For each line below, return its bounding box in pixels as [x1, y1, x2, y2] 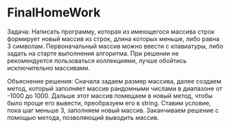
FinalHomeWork [7, 5, 101, 21]
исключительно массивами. [7, 64, 91, 72]
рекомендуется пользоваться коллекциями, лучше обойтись [7, 56, 187, 64]
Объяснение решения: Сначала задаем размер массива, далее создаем [7, 77, 222, 85]
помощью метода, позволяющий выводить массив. [7, 113, 159, 121]
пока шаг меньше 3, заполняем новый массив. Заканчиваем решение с [7, 106, 219, 114]
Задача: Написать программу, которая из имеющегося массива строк [7, 27, 215, 36]
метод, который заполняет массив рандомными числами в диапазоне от [7, 84, 223, 92]
